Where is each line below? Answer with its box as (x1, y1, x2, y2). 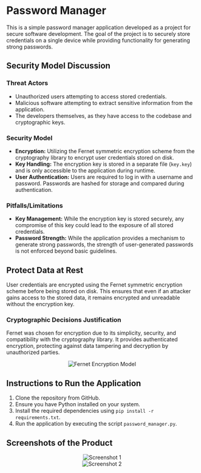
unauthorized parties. (6, 349, 60, 356)
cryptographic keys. (15, 118, 66, 126)
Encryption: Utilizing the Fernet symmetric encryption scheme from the (15, 147, 195, 155)
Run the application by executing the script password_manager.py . (15, 420, 177, 427)
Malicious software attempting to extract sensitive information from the (15, 99, 193, 106)
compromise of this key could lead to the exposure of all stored (15, 222, 174, 229)
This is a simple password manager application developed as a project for (6, 24, 191, 31)
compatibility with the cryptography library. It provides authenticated (6, 336, 178, 343)
